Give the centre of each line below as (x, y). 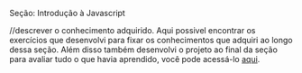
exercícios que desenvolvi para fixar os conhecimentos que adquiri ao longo (151, 40)
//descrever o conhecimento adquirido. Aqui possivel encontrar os (133, 30)
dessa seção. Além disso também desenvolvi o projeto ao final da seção (143, 50)
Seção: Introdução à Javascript (68, 13)
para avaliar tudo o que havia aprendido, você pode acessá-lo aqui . (135, 59)
